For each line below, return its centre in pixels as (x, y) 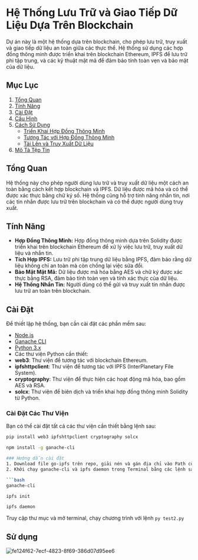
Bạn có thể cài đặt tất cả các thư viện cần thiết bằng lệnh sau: (81, 426)
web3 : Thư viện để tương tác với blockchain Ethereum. (81, 360)
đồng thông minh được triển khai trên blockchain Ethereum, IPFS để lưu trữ (97, 54)
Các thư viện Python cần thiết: (51, 354)
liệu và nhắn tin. (34, 253)
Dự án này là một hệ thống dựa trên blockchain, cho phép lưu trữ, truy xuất (97, 41)
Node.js (24, 335)
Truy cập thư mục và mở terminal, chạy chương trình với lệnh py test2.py (95, 518)
